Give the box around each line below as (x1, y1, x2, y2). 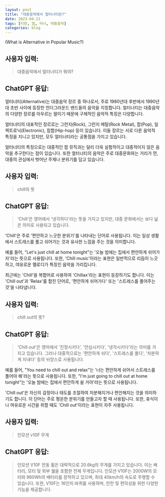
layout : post (5, 7, 32, 12)
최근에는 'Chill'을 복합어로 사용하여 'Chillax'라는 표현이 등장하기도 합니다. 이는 (5, 272, 155, 278)
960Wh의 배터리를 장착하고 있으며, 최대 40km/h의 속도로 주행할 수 (26, 474, 155, 480)
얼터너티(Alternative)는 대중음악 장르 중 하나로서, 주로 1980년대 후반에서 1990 (5, 98, 156, 104)
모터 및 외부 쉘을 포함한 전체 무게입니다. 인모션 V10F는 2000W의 (27, 468, 152, 474)
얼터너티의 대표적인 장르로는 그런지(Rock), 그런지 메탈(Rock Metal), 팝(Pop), (5, 121, 153, 127)
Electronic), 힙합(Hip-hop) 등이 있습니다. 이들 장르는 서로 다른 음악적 (22, 127, 156, 133)
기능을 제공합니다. (17, 486, 52, 492)
